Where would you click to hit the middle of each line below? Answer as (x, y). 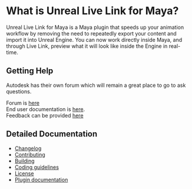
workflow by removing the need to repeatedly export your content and (91, 33)
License (24, 173)
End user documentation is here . (46, 109)
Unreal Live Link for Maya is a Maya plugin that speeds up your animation (95, 27)
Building (24, 161)
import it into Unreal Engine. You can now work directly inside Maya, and (94, 40)
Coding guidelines (37, 167)
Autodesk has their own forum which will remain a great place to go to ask (96, 85)
